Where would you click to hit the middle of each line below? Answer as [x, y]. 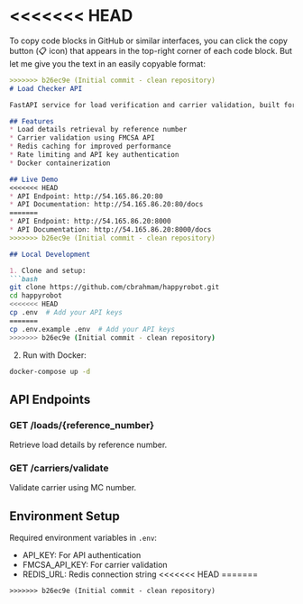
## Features [32, 121]
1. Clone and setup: [48, 270]
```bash [24, 279]
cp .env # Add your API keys [66, 313]
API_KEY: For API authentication [82, 555]
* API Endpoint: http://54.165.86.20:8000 [90, 222]
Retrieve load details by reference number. [88, 445]
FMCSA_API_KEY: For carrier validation [95, 565]
